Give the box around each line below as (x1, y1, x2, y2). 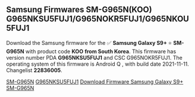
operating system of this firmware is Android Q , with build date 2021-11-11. (6, 60, 189, 67)
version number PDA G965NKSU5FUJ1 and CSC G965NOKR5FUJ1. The (6, 54, 183, 61)
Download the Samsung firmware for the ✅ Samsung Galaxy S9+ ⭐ (6, 39, 172, 46)
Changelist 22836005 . (6, 66, 62, 73)
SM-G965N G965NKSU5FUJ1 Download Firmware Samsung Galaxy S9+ (6, 78, 184, 85)
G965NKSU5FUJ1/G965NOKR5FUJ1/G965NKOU (6, 14, 189, 24)
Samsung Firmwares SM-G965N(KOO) (6, 5, 153, 15)
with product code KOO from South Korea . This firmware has (26, 47, 177, 55)
